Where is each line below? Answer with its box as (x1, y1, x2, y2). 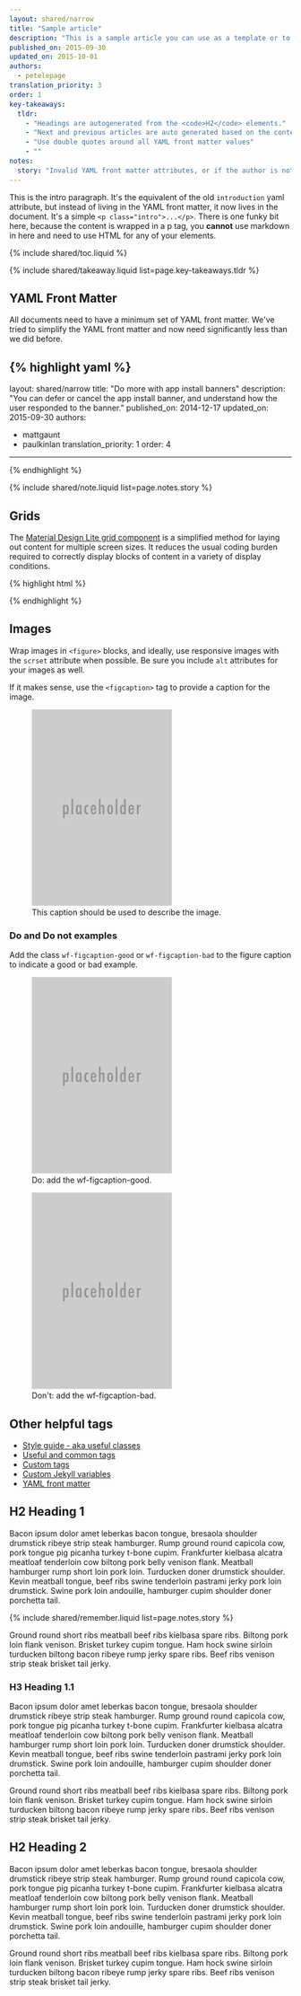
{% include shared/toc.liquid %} (9, 247, 128, 258)
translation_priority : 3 (9, 81, 102, 90)
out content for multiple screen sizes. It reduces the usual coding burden (9, 541, 278, 552)
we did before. (9, 333, 63, 345)
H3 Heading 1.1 (9, 1680, 74, 1693)
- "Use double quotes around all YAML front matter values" (25, 137, 254, 147)
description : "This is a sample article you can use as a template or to (9, 33, 291, 42)
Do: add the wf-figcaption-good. (31, 1174, 152, 1185)
